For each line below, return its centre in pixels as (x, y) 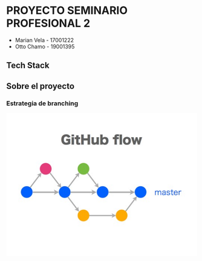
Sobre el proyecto (40, 86)
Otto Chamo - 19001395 (45, 47)
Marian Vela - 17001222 (44, 40)
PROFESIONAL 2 (48, 23)
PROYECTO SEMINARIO (67, 11)
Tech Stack (28, 66)
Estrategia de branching (42, 103)
